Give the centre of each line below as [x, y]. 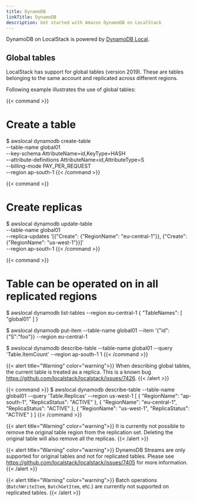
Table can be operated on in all [82, 284]
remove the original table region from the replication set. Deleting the [90, 432]
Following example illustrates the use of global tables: [71, 89]
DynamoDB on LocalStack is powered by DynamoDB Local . [78, 39]
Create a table [41, 125]
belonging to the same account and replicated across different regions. [92, 78]
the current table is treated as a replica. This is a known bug [79, 372]
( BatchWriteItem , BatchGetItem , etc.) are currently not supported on [88, 486]
